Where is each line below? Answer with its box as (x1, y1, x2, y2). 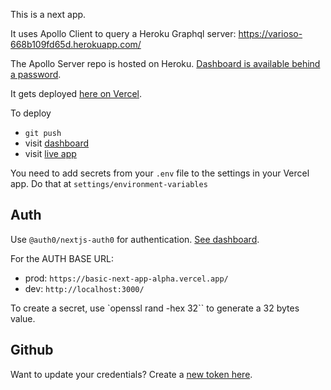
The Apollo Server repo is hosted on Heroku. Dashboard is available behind (10, 58, 321, 69)
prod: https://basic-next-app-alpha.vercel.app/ (24, 272, 229, 284)
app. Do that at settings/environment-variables (10, 178, 208, 189)
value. (10, 312, 36, 324)
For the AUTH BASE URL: (10, 252, 114, 264)
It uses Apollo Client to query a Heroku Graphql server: (10, 28, 237, 39)
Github (10, 342, 54, 359)
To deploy (10, 107, 52, 119)
